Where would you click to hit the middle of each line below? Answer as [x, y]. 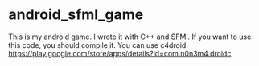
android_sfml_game [76, 15]
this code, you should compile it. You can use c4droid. [99, 45]
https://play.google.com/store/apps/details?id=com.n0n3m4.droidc [120, 53]
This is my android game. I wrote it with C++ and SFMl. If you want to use [130, 37]
